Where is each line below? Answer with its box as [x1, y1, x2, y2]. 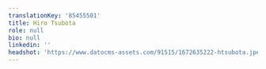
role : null [8, 26, 44, 34]
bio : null [8, 33, 41, 42]
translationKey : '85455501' [8, 11, 101, 20]
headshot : [8, 48, 41, 56]
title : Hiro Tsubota [8, 19, 77, 27]
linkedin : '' [8, 41, 51, 49]
